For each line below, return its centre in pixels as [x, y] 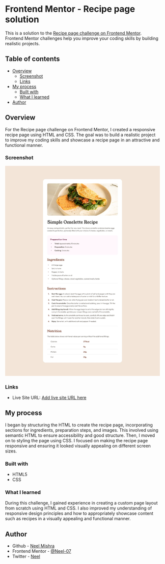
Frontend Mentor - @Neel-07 [41, 551]
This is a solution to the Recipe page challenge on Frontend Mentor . [73, 33]
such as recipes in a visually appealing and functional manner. [68, 519]
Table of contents [32, 59]
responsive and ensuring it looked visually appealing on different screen [78, 446]
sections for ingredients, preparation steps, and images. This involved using [82, 430]
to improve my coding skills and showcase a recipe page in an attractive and [82, 140]
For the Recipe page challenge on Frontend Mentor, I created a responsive [80, 129]
